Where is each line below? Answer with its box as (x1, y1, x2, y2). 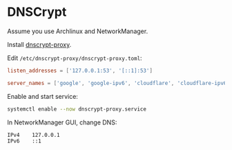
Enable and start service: (7, 92, 78, 100)
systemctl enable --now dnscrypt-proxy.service (7, 105, 147, 113)
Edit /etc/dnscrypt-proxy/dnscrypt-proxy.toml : (7, 53, 143, 62)
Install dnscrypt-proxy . (7, 40, 72, 48)
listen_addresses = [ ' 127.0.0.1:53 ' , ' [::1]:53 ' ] (7, 67, 153, 74)
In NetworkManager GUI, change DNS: (7, 118, 117, 126)
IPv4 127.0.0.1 (7, 131, 60, 138)
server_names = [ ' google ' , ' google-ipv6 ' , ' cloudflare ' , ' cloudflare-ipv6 (7, 79, 227, 86)
